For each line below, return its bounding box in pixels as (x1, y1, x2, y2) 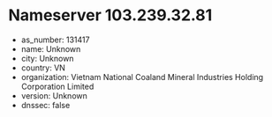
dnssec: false (20, 99, 71, 110)
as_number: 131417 (20, 34, 90, 45)
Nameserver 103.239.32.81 (8, 5, 213, 26)
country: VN (20, 62, 65, 73)
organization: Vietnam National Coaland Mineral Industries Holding (20, 71, 264, 82)
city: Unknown (20, 53, 74, 63)
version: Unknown (20, 90, 87, 101)
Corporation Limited (20, 81, 94, 91)
